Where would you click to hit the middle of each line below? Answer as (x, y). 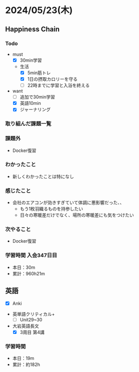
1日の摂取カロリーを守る (52, 79)
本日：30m (24, 267)
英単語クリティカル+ (33, 314)
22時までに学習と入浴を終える (58, 85)
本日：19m (23, 358)
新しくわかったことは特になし (43, 176)
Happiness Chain (32, 29)
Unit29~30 (31, 319)
